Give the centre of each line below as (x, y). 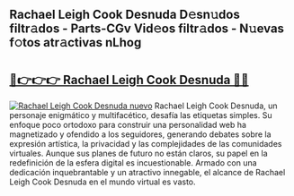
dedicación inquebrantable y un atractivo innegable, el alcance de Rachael (147, 172)
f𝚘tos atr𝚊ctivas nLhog (76, 43)
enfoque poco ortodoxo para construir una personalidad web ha (128, 125)
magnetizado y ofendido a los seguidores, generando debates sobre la (140, 134)
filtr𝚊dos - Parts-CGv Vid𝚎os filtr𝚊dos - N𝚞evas (147, 29)
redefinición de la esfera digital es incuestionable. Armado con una (134, 163)
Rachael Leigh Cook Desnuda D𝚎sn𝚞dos (125, 15)
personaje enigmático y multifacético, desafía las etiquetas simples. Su (141, 115)
